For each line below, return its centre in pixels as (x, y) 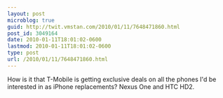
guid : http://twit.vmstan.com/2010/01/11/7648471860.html (94, 27)
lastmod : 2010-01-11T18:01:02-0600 (59, 46)
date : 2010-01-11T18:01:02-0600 (54, 40)
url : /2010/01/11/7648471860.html (58, 59)
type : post (23, 53)
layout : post (26, 14)
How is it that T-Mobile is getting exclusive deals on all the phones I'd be (112, 79)
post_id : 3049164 (33, 33)
